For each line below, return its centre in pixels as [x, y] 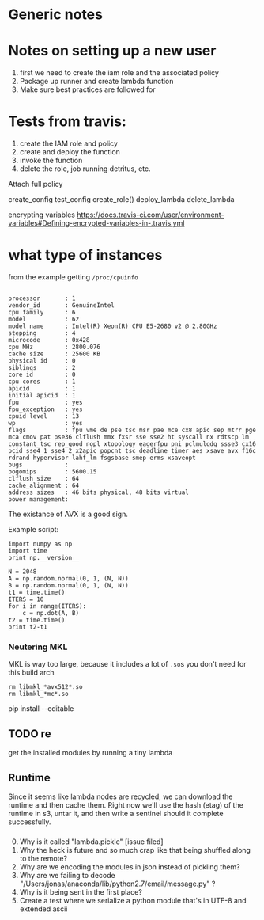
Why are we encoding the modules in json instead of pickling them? [130, 867]
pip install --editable [41, 709]
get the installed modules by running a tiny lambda [91, 753]
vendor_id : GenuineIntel [61, 306]
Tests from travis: [67, 122]
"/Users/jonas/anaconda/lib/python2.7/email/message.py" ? [117, 884]
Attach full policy [36, 184]
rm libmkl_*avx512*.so [45, 687]
